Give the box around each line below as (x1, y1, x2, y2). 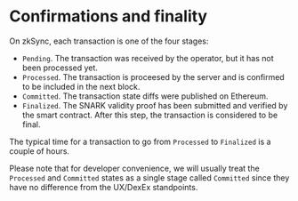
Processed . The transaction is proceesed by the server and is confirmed (21, 71, 285, 82)
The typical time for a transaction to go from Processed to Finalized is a (9, 136, 271, 147)
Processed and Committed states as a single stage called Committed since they (9, 172, 290, 183)
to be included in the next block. (21, 81, 141, 92)
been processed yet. (21, 62, 98, 73)
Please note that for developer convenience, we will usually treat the (9, 163, 260, 173)
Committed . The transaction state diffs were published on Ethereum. (21, 91, 269, 101)
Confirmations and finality (9, 6, 207, 27)
